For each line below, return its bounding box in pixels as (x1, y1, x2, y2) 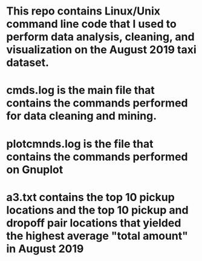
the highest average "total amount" (6, 229, 189, 243)
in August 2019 (6, 242, 84, 256)
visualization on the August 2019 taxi (6, 43, 197, 57)
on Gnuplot (6, 162, 64, 176)
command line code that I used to (6, 17, 177, 31)
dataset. (6, 56, 50, 70)
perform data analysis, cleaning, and (6, 30, 195, 44)
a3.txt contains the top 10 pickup (6, 190, 175, 204)
